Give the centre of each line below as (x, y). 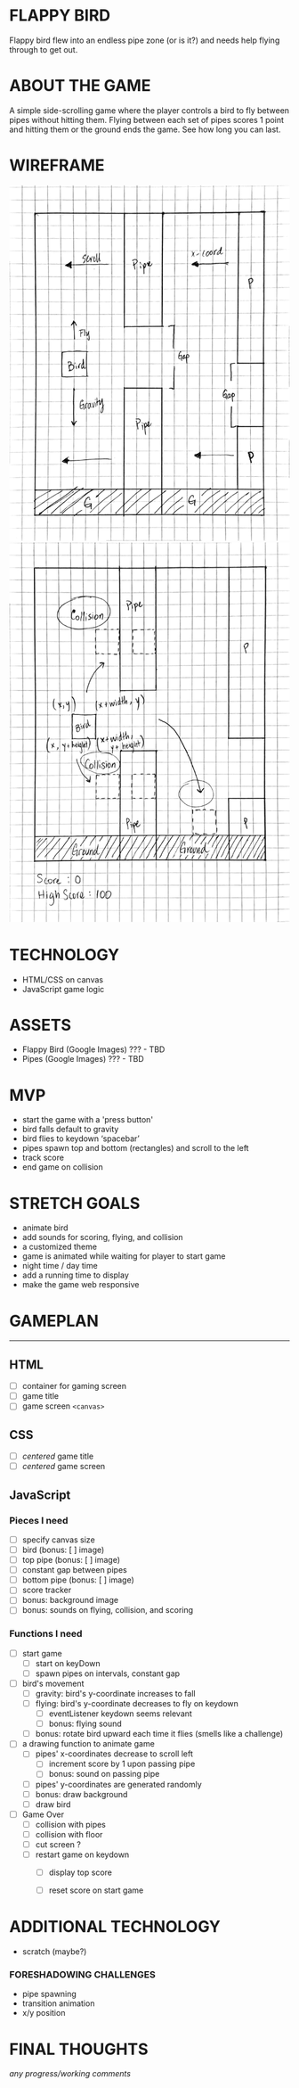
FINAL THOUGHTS (79, 2049)
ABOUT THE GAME (80, 86)
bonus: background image (70, 1600)
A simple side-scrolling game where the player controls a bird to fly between (149, 110)
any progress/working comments (70, 2074)
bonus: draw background (81, 1794)
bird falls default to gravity (70, 1130)
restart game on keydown (82, 1854)
